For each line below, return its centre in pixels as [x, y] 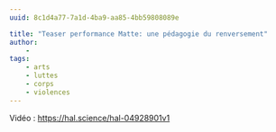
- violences [48, 92]
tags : [19, 59]
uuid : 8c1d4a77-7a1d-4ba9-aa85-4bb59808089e [94, 18]
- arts [38, 67]
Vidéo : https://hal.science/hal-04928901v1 [90, 118]
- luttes [42, 76]
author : [24, 42]
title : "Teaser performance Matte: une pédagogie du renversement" [139, 34]
